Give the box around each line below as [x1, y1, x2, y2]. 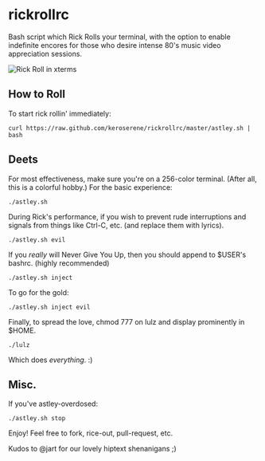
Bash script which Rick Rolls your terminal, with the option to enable [8, 32, 231, 41]
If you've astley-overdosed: [8, 399, 98, 408]
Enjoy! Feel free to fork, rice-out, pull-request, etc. [8, 428, 173, 438]
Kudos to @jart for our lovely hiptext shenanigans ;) [8, 444, 177, 454]
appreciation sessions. [8, 49, 82, 58]
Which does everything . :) [8, 355, 93, 364]
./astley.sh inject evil [8, 303, 91, 311]
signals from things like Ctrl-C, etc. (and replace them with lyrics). [8, 220, 224, 230]
